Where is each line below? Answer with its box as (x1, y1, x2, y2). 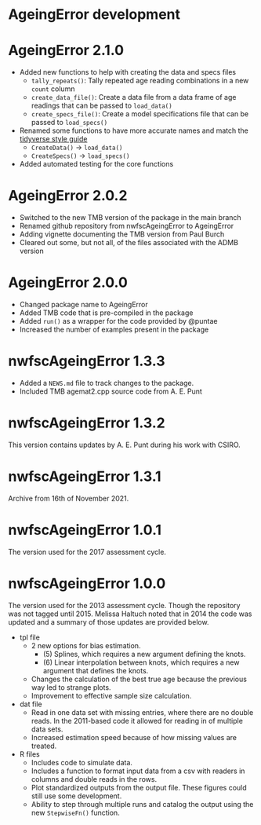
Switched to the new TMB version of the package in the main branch (19, 213, 241, 222)
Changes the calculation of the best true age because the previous (31, 674, 247, 684)
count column (31, 84, 75, 93)
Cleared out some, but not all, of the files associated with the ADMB (19, 238, 239, 247)
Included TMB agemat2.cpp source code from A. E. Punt (19, 387, 202, 396)
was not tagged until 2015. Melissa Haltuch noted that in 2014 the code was (8, 609, 252, 618)
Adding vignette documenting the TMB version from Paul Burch (19, 229, 225, 239)
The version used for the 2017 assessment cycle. (8, 547, 167, 556)
